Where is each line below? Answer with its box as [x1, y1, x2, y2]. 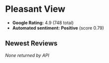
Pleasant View [5, 3, 65, 15]
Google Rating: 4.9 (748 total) [12, 20, 74, 26]
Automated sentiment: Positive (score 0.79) [12, 25, 104, 31]
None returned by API [5, 52, 50, 58]
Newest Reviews [5, 39, 58, 48]
